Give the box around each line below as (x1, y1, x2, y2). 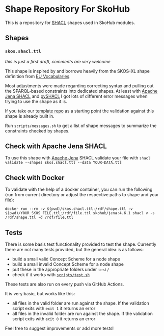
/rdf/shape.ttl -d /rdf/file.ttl (5, 215, 74, 220)
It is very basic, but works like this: (5, 291, 75, 297)
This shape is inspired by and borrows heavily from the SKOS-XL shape (5, 68, 150, 74)
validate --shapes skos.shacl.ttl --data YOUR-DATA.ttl (5, 160, 122, 165)
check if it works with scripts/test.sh (12, 272, 90, 278)
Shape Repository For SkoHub (5, 3, 130, 15)
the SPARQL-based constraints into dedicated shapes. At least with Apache (5, 88, 158, 94)
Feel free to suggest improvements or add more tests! (5, 325, 114, 332)
